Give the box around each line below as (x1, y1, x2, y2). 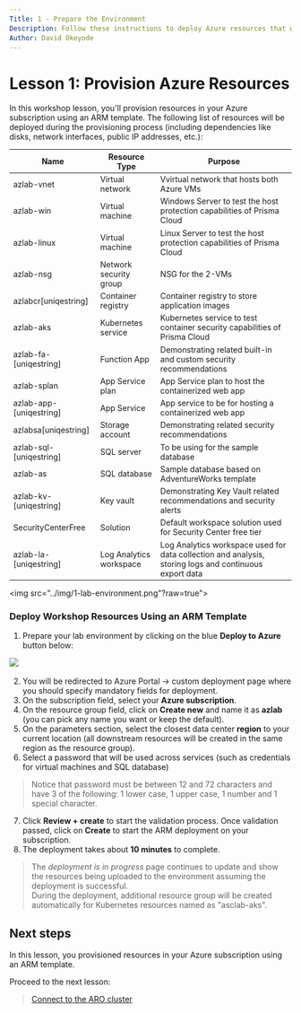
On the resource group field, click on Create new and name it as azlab (21, 704, 283, 715)
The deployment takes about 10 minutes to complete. (21, 844, 221, 855)
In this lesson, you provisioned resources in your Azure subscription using (9, 949, 282, 960)
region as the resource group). (21, 743, 135, 754)
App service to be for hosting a (159, 397, 275, 408)
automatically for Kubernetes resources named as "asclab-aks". (30, 900, 268, 911)
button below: (21, 640, 74, 651)
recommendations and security (159, 495, 276, 506)
